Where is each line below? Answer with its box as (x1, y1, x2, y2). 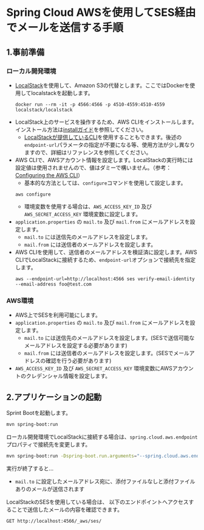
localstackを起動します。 (31, 89, 93, 96)
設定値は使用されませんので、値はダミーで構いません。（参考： (15, 164, 172, 171)
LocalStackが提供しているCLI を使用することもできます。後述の (24, 133, 182, 141)
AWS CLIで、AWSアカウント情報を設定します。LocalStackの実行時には (15, 156, 193, 163)
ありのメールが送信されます (15, 485, 85, 492)
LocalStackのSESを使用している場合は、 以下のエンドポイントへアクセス (6, 498, 189, 506)
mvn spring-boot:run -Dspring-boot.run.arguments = (6, 453, 137, 459)
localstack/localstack (15, 107, 73, 113)
